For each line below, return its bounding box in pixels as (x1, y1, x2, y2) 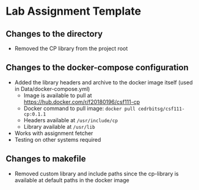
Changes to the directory (5, 29, 103, 39)
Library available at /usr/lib (23, 123, 95, 130)
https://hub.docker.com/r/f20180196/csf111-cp (23, 98, 140, 105)
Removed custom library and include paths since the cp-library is (14, 170, 179, 177)
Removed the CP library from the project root (14, 45, 128, 52)
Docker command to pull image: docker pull (23, 104, 136, 112)
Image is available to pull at (23, 92, 92, 99)
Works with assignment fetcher (14, 130, 93, 137)
